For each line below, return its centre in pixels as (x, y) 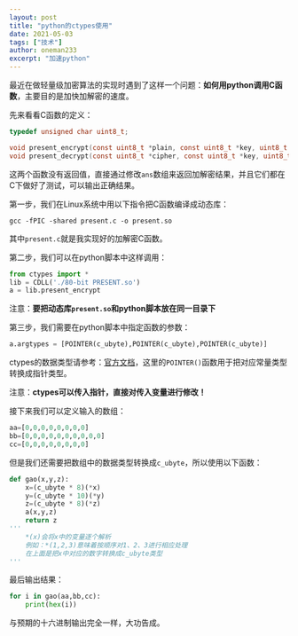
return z (41, 521)
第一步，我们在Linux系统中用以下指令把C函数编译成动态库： (119, 204)
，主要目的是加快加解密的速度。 (75, 96)
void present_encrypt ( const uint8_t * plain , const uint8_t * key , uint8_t (149, 147)
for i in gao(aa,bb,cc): (55, 597)
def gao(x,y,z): (39, 479)
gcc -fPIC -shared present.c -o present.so (91, 221)
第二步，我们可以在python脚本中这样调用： (88, 257)
